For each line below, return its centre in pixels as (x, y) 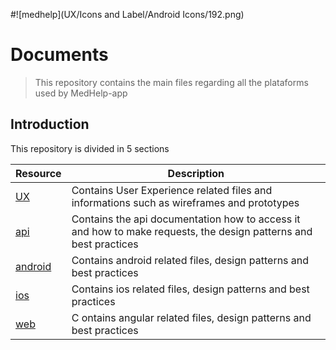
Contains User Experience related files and (172, 190)
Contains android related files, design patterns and (190, 260)
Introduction (50, 124)
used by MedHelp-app (81, 93)
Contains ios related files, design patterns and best (190, 289)
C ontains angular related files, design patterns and (191, 317)
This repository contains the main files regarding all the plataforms (171, 82)
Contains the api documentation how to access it (186, 219)
